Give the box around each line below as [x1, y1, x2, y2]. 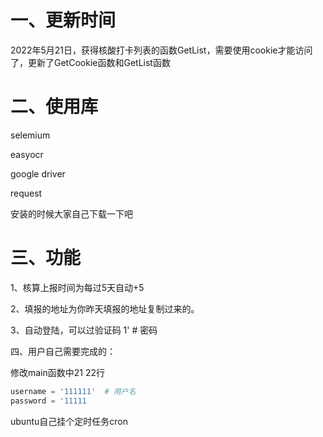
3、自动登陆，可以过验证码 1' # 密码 [10, 324, 158, 336]
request [10, 187, 43, 199]
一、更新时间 [10, 9, 117, 32]
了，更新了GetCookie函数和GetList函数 [10, 56, 171, 68]
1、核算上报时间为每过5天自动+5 [10, 281, 145, 293]
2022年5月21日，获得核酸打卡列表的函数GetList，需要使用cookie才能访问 [10, 44, 313, 56]
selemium [10, 129, 51, 141]
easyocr [10, 148, 44, 160]
